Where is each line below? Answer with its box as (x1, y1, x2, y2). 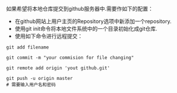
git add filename (6, 44, 49, 50)
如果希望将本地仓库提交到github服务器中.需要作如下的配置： (6, 5, 153, 12)
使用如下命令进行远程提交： (14, 33, 83, 40)
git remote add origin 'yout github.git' (6, 65, 110, 71)
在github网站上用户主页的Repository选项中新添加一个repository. (14, 18, 172, 25)
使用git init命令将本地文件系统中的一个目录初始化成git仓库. (14, 25, 157, 32)
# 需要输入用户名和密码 (6, 82, 56, 88)
